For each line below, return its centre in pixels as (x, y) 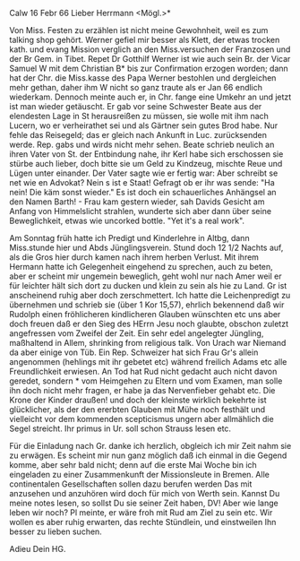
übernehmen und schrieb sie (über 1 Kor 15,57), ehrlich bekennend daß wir (147, 305)
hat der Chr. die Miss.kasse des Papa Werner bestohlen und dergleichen (143, 78)
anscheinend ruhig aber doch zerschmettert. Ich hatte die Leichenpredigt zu (150, 295)
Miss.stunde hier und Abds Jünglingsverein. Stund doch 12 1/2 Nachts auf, (146, 247)
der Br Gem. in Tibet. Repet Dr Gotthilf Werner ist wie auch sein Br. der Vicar (150, 59)
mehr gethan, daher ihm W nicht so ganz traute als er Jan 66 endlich (136, 87)
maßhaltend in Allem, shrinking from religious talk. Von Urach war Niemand (148, 343)
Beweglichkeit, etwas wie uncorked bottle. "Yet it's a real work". (127, 220)
